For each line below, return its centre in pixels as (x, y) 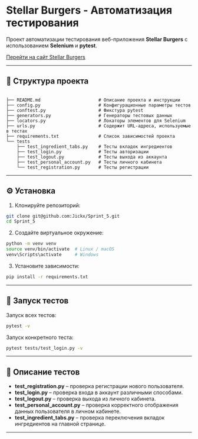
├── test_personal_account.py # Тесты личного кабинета (89, 162)
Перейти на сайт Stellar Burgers (46, 57)
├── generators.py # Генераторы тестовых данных (89, 115)
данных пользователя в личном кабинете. (67, 411)
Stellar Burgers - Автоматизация (89, 10)
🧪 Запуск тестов (37, 301)
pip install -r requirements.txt (47, 277)
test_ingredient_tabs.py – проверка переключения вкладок (90, 418)
